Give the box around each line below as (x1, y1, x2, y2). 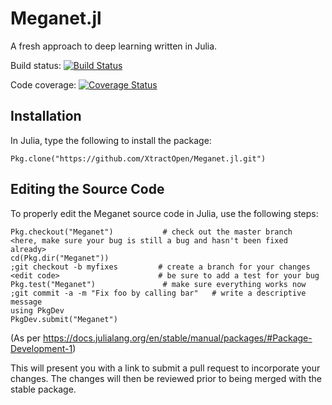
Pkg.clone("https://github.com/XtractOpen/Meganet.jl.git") (10, 153, 267, 164)
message (10, 297, 43, 307)
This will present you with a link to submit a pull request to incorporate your (10, 362, 321, 374)
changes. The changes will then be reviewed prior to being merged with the (10, 372, 322, 384)
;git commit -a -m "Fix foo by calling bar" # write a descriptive (10, 288, 307, 298)
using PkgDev (10, 305, 65, 316)
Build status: (10, 59, 62, 71)
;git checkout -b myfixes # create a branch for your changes (10, 262, 311, 272)
